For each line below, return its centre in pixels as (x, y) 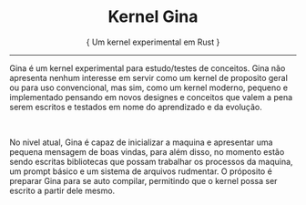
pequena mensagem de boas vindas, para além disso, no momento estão (147, 151)
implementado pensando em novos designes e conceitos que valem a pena (151, 97)
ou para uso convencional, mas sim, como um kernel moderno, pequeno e (149, 87)
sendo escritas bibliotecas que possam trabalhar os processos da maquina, (151, 161)
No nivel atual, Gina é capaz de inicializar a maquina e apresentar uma (141, 142)
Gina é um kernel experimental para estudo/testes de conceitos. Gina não (148, 68)
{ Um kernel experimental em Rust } (153, 42)
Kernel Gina (153, 17)
